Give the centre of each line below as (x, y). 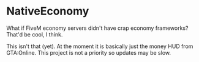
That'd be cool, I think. (35, 34)
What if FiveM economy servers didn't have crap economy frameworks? (97, 28)
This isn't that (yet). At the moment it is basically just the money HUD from (100, 46)
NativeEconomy (48, 11)
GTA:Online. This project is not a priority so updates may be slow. (89, 52)
